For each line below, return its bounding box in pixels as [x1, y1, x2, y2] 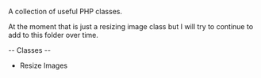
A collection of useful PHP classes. [8, 7, 123, 16]
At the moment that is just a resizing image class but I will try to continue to [8, 22, 254, 31]
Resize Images [19, 61, 68, 70]
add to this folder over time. [8, 31, 99, 39]
